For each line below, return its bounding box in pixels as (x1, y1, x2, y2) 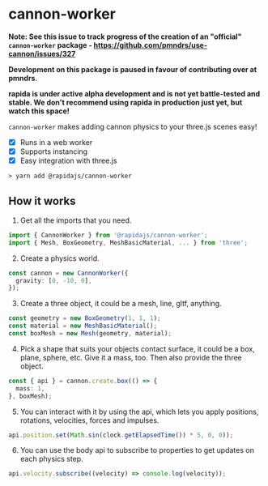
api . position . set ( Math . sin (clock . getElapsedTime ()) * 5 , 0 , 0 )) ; (8, 431, 234, 439)
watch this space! (8, 106, 70, 116)
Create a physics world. (19, 253, 100, 263)
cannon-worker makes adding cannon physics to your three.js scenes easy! (8, 122, 257, 131)
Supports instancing (19, 147, 87, 156)
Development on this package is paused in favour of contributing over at (8, 64, 257, 74)
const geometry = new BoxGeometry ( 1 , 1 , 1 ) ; (8, 314, 161, 322)
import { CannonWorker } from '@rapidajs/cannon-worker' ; (8, 231, 208, 239)
